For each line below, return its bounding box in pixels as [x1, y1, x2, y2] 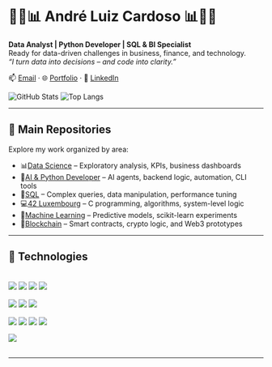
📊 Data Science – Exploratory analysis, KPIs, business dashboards [19, 160, 241, 170]
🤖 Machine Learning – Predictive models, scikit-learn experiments [19, 210, 237, 220]
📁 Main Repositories [8, 123, 112, 137]
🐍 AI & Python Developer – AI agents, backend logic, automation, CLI [19, 172, 247, 181]
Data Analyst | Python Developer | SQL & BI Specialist [8, 39, 192, 49]
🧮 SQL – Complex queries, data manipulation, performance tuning [19, 189, 237, 199]
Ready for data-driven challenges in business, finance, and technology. [8, 48, 247, 58]
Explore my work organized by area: [8, 144, 130, 154]
